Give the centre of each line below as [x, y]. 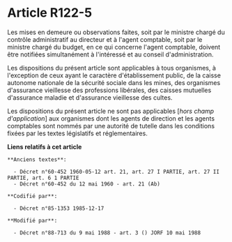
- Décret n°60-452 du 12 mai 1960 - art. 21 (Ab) [87, 184]
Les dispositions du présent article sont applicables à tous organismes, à [111, 68]
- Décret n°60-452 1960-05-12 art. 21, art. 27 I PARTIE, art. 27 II [116, 172]
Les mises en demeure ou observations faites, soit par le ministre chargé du [116, 32]
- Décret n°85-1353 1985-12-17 [59, 208]
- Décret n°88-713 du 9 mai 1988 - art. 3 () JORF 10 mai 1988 [107, 233]
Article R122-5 [50, 13]
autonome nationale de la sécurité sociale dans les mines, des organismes [114, 82]
